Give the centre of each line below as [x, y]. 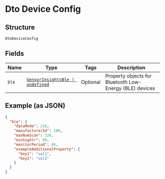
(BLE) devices [139, 88]
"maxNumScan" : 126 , [34, 136]
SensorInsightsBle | [50, 79]
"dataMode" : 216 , [32, 126]
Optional [91, 82]
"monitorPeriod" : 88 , [36, 144]
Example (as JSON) [35, 106]
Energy [113, 88]
